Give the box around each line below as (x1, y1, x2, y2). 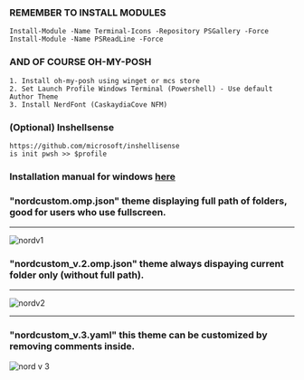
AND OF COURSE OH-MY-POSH (9, 56, 152, 69)
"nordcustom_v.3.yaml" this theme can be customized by (9, 328, 268, 341)
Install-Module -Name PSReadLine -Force (9, 34, 165, 44)
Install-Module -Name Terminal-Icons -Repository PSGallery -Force (9, 27, 270, 36)
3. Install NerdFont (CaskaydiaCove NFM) (9, 100, 168, 109)
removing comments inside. (9, 340, 136, 353)
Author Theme (9, 92, 59, 101)
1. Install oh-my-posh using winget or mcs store (9, 76, 201, 85)
